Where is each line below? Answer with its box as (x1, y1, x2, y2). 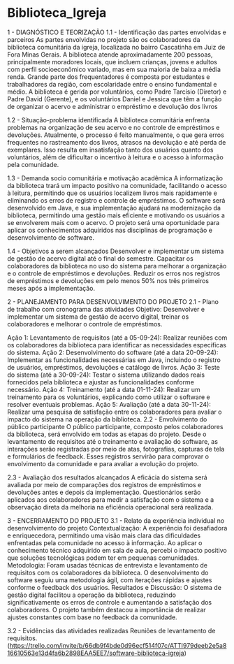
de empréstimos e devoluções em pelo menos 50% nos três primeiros (7, 276, 210, 284)
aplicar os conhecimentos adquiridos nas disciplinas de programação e (7, 226, 213, 234)
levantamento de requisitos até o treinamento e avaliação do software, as (7, 437, 219, 445)
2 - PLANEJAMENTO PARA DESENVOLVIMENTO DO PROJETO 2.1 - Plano (7, 297, 219, 305)
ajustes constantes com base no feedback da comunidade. (7, 613, 177, 621)
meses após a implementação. (7, 284, 96, 292)
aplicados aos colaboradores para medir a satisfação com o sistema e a (7, 495, 214, 504)
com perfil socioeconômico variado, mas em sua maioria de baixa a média (7, 65, 221, 73)
